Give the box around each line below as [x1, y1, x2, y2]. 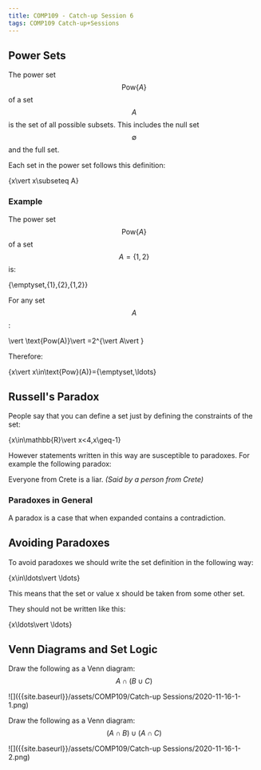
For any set [8, 295, 45, 305]
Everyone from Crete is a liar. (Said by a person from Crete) [8, 475, 204, 484]
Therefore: [8, 351, 44, 361]
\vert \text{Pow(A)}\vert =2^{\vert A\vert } [8, 335, 144, 345]
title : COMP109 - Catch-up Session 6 [8, 11, 134, 20]
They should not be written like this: [8, 604, 126, 613]
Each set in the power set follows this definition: [8, 161, 166, 170]
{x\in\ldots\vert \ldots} [8, 573, 81, 583]
